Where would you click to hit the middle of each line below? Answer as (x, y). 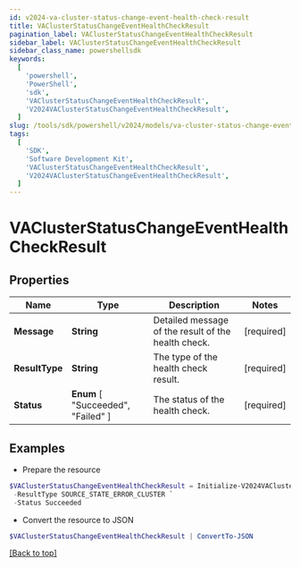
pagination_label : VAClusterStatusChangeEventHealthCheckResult (131, 34)
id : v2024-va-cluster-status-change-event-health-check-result (129, 17)
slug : (19, 126)
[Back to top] (33, 553)
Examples (37, 448)
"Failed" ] (91, 417)
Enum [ (87, 394)
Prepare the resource (61, 470)
